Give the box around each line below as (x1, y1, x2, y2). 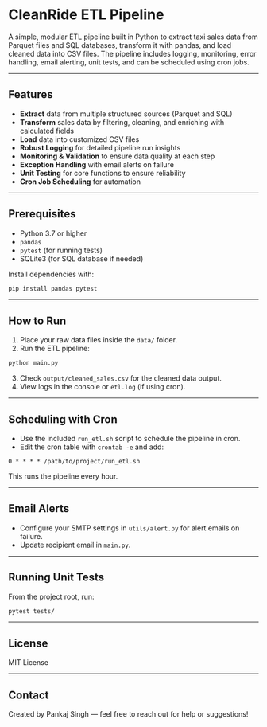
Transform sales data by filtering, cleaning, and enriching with (19, 117, 225, 127)
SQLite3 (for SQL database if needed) (19, 253, 144, 264)
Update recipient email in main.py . (19, 540, 131, 549)
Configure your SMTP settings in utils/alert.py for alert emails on (19, 523, 240, 533)
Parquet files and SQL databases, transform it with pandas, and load (8, 40, 232, 49)
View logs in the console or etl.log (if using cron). (19, 382, 186, 392)
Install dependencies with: (8, 269, 95, 279)
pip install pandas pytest (8, 284, 98, 292)
